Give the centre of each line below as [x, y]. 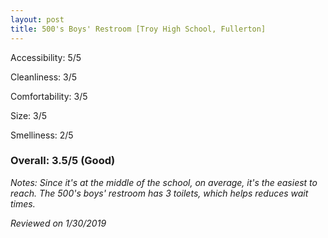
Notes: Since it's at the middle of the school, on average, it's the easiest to [164, 182]
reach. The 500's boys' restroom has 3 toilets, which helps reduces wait [159, 193]
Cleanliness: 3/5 [44, 77]
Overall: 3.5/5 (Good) [63, 161]
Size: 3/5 [29, 115]
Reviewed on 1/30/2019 [58, 223]
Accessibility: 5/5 [46, 57]
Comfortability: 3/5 [49, 96]
